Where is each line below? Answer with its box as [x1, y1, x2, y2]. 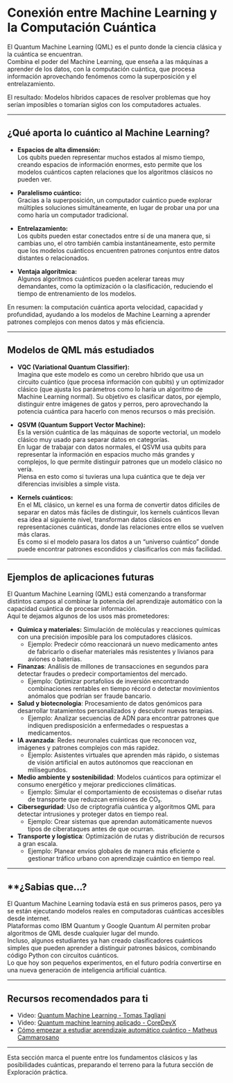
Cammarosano [17, 1034, 60, 1041]
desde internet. [7, 914, 51, 922]
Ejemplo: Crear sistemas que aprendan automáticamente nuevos [27, 817, 213, 826]
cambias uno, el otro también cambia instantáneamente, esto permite [17, 238, 216, 247]
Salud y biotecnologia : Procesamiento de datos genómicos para [17, 699, 202, 708]
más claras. [17, 530, 51, 538]
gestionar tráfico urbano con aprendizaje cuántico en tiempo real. [27, 854, 216, 863]
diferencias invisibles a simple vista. [17, 480, 120, 488]
